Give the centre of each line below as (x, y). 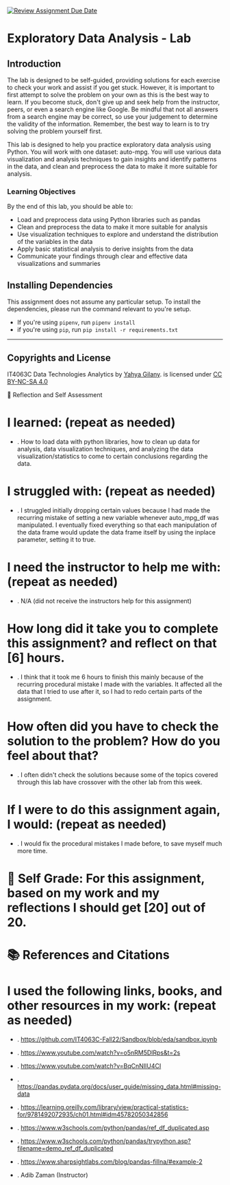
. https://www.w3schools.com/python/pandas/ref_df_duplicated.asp (113, 1127)
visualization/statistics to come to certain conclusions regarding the (112, 456)
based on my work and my (83, 893)
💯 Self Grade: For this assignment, (106, 878)
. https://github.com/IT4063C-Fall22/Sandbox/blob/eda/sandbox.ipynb (117, 1039)
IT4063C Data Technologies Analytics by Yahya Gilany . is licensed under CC (115, 374)
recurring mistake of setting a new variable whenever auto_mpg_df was (118, 517)
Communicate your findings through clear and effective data (102, 256)
